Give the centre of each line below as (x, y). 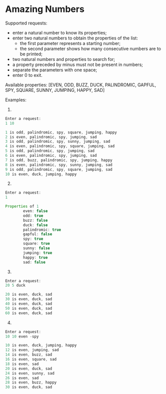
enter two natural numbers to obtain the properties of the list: (75, 38)
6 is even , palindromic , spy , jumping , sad (51, 156)
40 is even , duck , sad (29, 304)
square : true (37, 244)
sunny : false (37, 248)
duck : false (36, 225)
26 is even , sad (22, 378)
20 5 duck (15, 286)
